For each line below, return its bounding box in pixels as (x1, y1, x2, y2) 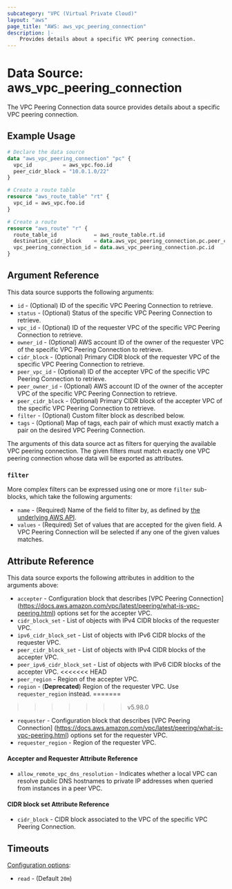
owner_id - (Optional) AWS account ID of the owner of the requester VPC (17, 338, 224, 346)
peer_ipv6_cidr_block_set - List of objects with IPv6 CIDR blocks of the (17, 660, 221, 668)
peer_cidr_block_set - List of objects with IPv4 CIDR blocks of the (17, 645, 206, 654)
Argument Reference (7, 270, 99, 282)
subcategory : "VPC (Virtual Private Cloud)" (7, 10, 137, 17)
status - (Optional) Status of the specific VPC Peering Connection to (17, 309, 213, 317)
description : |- (7, 29, 54, 37)
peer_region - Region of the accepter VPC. (17, 674, 139, 683)
